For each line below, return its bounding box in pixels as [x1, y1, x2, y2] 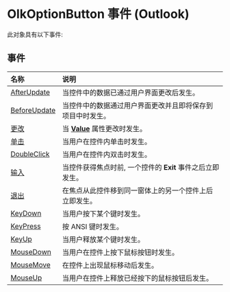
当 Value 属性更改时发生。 [62, 124, 147, 133]
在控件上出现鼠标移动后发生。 [62, 260, 159, 270]
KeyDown [10, 208, 42, 218]
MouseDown [10, 247, 51, 256]
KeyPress [10, 221, 41, 231]
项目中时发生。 [62, 111, 111, 120]
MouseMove [10, 260, 51, 269]
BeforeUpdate [10, 105, 56, 115]
